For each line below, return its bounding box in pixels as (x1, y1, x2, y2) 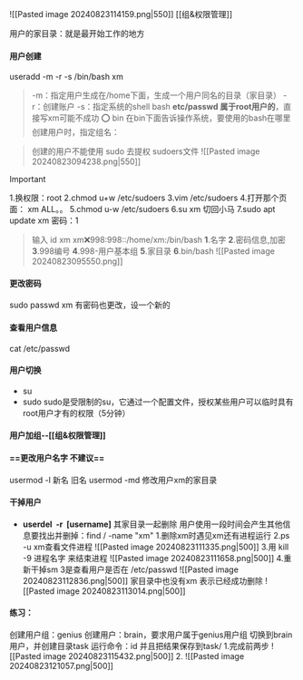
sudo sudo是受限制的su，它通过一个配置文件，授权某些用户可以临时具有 (22, 396, 294, 407)
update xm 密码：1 (9, 215, 79, 226)
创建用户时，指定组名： (31, 127, 120, 138)
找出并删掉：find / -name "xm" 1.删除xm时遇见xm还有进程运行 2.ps (38, 529, 290, 540)
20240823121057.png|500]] (9, 661, 113, 672)
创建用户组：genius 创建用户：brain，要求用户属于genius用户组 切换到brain (9, 629, 293, 640)
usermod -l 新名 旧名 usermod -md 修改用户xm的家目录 (9, 474, 218, 485)
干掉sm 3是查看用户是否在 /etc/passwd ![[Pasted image (30, 564, 239, 575)
